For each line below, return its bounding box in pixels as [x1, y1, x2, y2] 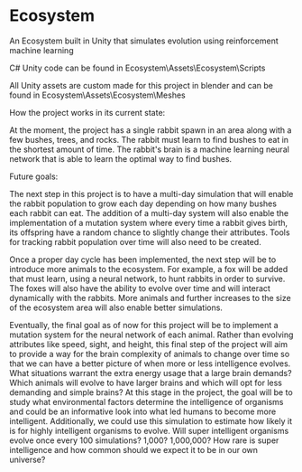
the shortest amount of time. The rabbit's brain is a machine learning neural [9, 144, 290, 155]
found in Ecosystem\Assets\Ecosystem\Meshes [9, 90, 187, 100]
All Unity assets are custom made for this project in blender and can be [9, 80, 273, 90]
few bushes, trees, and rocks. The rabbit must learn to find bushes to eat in [9, 134, 289, 145]
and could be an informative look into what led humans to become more [9, 406, 277, 417]
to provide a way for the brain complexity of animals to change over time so [9, 348, 290, 359]
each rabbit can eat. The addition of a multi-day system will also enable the [9, 207, 289, 218]
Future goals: [9, 171, 59, 182]
